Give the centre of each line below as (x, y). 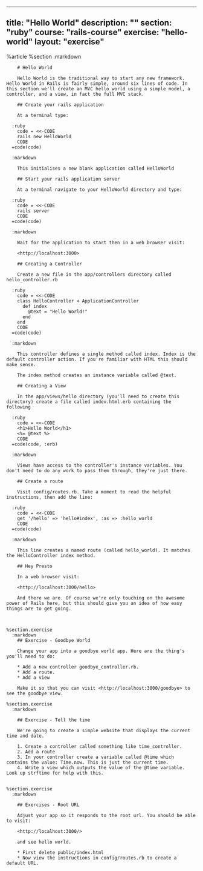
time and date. (25, 736)
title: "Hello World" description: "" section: (89, 23)
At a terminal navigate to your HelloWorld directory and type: (100, 189)
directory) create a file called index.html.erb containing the (89, 402)
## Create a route (40, 481)
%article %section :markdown (44, 56)
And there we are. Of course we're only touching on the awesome (101, 598)
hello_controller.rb (32, 279)
